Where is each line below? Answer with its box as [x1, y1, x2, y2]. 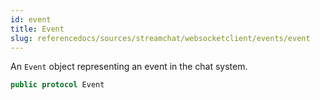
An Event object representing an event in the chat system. [10, 61, 248, 73]
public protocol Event [10, 80, 105, 90]
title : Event [10, 24, 65, 34]
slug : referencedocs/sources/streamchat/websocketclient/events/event [10, 33, 311, 43]
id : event [10, 14, 52, 25]
